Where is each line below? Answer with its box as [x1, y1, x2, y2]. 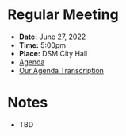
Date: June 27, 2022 [18, 32, 86, 41]
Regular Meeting [7, 6, 120, 24]
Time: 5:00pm [18, 40, 67, 49]
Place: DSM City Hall [18, 49, 88, 58]
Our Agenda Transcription [18, 65, 105, 75]
